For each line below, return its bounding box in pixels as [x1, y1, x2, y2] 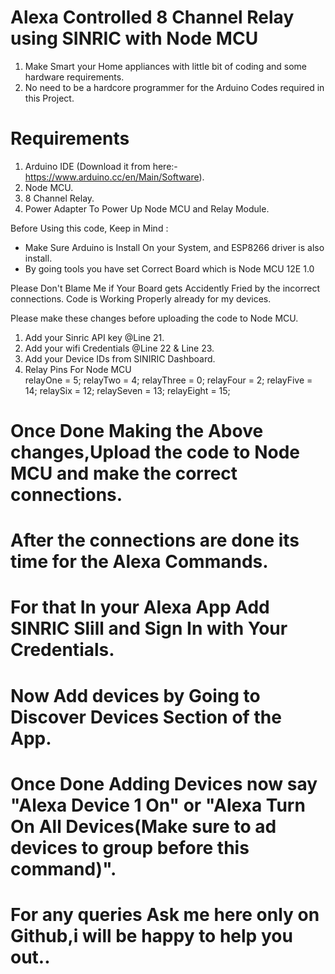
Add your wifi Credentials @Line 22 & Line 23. [24, 342, 215, 354]
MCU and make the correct [10, 462, 238, 485]
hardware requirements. [24, 71, 125, 83]
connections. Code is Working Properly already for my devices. [10, 292, 272, 305]
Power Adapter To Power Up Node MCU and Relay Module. [24, 202, 270, 215]
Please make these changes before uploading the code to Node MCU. [10, 312, 299, 324]
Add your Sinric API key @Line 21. [24, 331, 165, 343]
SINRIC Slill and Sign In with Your [10, 617, 288, 640]
